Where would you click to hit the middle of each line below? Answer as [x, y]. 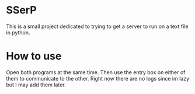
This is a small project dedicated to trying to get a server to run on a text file [97, 26]
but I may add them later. [36, 85]
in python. [18, 32]
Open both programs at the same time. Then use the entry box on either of [96, 72]
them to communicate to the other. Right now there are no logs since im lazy [98, 78]
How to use [34, 56]
